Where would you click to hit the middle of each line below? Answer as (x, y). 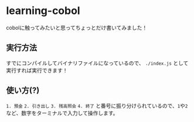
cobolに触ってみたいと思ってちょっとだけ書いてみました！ (77, 27)
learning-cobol (43, 11)
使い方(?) (23, 91)
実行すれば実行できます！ (37, 70)
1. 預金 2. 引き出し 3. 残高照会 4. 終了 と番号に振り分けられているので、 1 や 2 (97, 106)
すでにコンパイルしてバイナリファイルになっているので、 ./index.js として (97, 63)
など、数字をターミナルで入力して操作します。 (62, 113)
